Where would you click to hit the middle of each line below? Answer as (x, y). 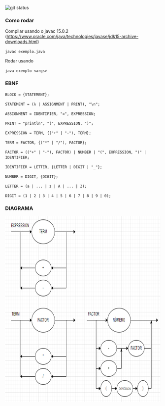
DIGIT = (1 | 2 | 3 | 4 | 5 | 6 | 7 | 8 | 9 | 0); (58, 196)
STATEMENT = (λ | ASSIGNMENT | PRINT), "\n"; (52, 104)
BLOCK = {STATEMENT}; (27, 95)
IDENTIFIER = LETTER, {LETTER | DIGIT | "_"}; (54, 167)
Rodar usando (19, 61)
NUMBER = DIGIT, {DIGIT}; (32, 177)
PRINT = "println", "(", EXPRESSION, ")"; (49, 123)
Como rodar (20, 20)
